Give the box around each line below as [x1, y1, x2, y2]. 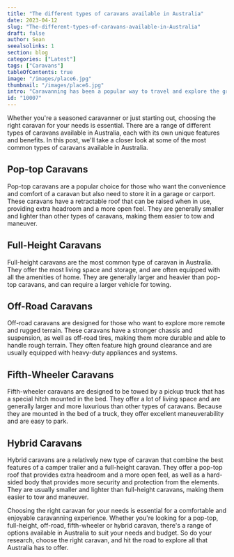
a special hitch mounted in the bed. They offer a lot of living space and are [7, 395, 221, 403]
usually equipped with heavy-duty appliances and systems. [7, 348, 178, 357]
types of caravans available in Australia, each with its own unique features [7, 128, 221, 137]
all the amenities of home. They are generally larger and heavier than [7, 273, 205, 281]
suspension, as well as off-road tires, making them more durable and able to [7, 334, 226, 342]
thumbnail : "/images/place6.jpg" [7, 82, 104, 89]
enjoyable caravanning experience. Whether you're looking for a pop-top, [7, 514, 219, 522]
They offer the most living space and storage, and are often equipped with [7, 265, 221, 274]
